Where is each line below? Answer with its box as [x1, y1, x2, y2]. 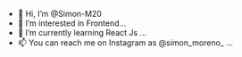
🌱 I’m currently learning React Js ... [17, 28, 147, 37]
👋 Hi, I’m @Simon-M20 [17, 9, 103, 19]
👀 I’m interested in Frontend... [17, 18, 127, 28]
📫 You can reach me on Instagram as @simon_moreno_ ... [17, 37, 234, 48]
